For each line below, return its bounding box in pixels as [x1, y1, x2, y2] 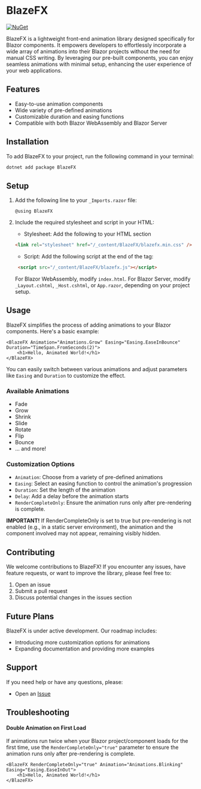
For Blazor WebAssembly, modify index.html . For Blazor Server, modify [14, 275, 191, 282]
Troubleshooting [6, 707, 70, 718]
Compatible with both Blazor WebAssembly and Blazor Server [14, 119, 167, 127]
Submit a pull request [14, 588, 68, 595]
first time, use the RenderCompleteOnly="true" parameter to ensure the [6, 744, 179, 751]
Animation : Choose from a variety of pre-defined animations [14, 474, 163, 481]
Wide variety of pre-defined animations [14, 106, 112, 114]
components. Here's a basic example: [6, 327, 100, 335]
